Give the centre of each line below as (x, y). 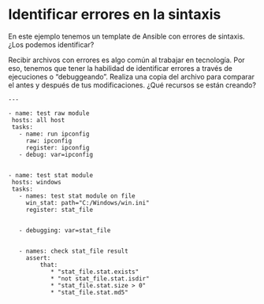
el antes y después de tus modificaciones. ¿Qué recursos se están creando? (132, 85)
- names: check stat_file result (73, 251)
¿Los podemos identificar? (51, 44)
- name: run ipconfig (54, 134)
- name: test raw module (49, 113)
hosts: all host (38, 120)
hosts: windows (36, 182)
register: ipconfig (58, 147)
